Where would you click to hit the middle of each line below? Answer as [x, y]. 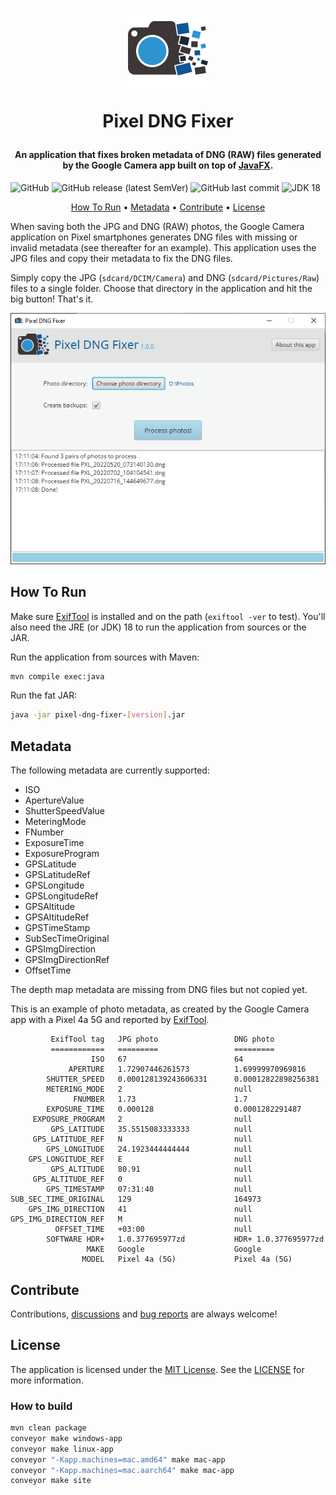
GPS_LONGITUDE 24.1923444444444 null [149, 1149]
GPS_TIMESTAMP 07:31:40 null [149, 1189]
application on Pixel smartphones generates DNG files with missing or [154, 237]
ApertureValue [54, 800]
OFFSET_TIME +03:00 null [153, 1229]
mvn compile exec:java [57, 676]
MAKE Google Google [174, 1249]
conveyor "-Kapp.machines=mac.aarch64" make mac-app [122, 1470]
